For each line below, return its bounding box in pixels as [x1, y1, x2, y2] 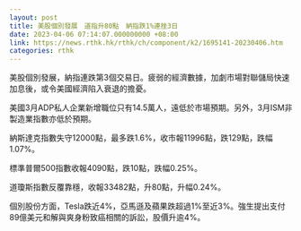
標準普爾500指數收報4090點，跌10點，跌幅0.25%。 [9, 163, 202, 174]
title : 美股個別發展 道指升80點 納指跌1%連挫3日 [9, 21, 178, 30]
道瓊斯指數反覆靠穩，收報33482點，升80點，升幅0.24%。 [9, 182, 226, 192]
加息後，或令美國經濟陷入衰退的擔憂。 [9, 83, 151, 94]
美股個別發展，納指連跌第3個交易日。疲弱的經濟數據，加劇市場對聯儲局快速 [9, 73, 290, 83]
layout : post [9, 13, 58, 22]
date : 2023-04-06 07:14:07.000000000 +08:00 [9, 30, 179, 38]
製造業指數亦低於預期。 [9, 114, 96, 124]
